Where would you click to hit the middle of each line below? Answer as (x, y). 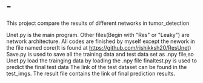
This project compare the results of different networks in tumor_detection (98, 23)
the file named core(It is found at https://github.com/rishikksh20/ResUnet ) (99, 47)
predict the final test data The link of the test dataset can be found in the (97, 67)
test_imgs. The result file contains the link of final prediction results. (91, 73)
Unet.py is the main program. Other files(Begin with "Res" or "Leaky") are (98, 35)
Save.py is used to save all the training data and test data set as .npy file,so (100, 54)
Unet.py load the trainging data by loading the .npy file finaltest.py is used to (101, 61)
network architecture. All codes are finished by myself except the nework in (101, 41)
